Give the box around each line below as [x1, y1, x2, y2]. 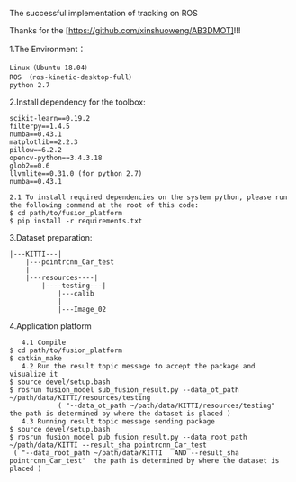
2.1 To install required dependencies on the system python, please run [9, 193, 288, 202]
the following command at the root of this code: [9, 201, 200, 210]
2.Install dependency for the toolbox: [9, 96, 146, 107]
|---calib [57, 289, 94, 298]
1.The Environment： [9, 44, 86, 54]
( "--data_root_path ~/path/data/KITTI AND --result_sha [13, 449, 240, 458]
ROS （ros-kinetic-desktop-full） [9, 73, 137, 82]
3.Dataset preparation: [9, 232, 93, 242]
